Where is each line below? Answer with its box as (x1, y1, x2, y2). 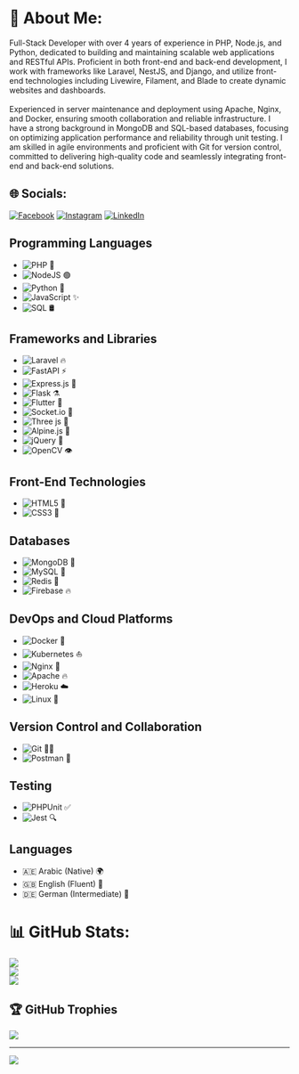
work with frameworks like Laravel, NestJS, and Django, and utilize (9, 66, 255, 77)
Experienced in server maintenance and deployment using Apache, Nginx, (9, 103, 282, 114)
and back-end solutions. (25, 160, 115, 171)
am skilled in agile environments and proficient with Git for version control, (9, 142, 282, 152)
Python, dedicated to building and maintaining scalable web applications (9, 46, 275, 57)
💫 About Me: (9, 8, 103, 28)
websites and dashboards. (9, 85, 107, 95)
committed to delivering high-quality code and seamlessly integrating (9, 151, 264, 161)
